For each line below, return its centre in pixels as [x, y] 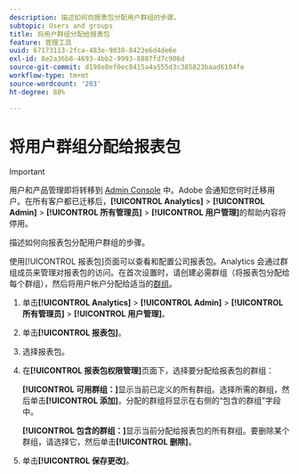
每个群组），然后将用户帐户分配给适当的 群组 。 [93, 284]
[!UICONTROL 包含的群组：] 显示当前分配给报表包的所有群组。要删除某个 [156, 431]
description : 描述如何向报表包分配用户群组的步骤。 [95, 17]
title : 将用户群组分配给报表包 [60, 34]
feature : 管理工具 [41, 42]
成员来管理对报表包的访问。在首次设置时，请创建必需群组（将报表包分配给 [153, 273]
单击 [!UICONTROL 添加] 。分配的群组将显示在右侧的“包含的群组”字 [151, 401]
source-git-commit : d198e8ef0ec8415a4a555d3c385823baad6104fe [127, 68]
